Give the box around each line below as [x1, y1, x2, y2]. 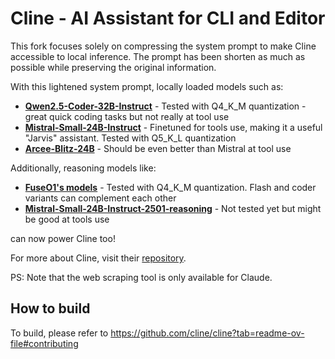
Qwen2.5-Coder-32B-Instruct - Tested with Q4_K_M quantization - [24, 100, 307, 112]
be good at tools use [24, 213, 110, 225]
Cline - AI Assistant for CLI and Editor [10, 7, 326, 30]
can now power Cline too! [10, 232, 116, 244]
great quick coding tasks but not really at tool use [24, 110, 230, 122]
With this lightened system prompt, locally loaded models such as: [10, 80, 284, 92]
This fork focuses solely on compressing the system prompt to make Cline [10, 40, 317, 52]
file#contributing [10, 337, 79, 349]
